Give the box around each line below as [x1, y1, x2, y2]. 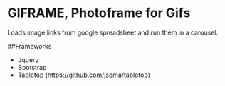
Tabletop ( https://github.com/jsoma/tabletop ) [17, 70, 151, 79]
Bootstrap [17, 63, 47, 71]
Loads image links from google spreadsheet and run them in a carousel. [7, 28, 219, 37]
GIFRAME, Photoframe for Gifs [7, 5, 191, 21]
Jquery [17, 55, 39, 64]
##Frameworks [7, 42, 52, 50]
